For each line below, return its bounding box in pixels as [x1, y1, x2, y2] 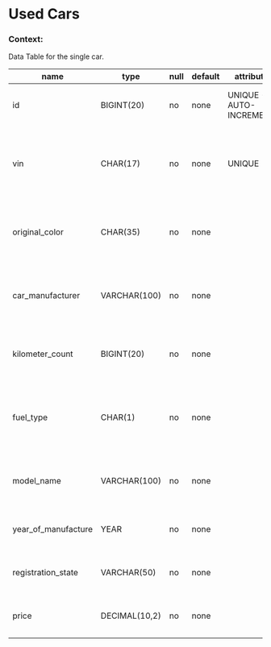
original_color [12, 226, 65, 238]
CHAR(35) [100, 226, 141, 238]
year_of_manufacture [12, 524, 94, 535]
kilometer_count [12, 348, 74, 359]
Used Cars [8, 5, 81, 23]
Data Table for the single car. [8, 52, 105, 61]
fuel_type [12, 412, 48, 423]
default [191, 71, 220, 82]
